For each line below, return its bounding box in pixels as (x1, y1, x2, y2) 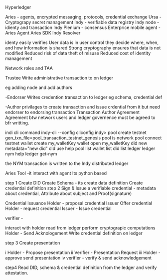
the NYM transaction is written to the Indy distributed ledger (5, 160, 129, 166)
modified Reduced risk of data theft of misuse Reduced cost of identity (5, 50, 151, 56)
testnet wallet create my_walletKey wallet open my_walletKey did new (5, 140, 148, 146)
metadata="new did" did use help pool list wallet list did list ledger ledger (5, 145, 156, 151)
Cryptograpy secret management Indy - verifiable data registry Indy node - (5, 19, 160, 25)
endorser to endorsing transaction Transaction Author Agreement (5, 109, 140, 115)
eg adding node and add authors (5, 84, 72, 90)
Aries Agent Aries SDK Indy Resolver (5, 30, 81, 35)
